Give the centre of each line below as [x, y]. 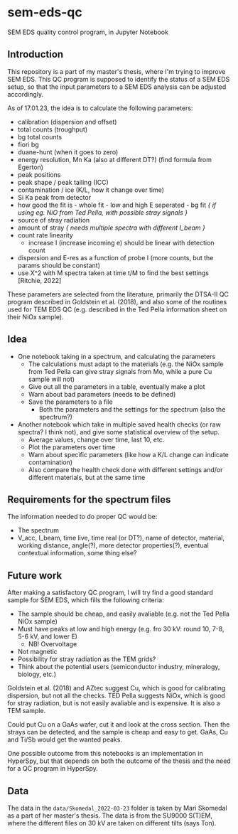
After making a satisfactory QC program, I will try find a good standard [110, 593]
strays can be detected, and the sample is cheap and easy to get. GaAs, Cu [118, 732]
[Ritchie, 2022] [39, 280]
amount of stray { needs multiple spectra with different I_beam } [112, 228]
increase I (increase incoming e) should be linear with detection [121, 242]
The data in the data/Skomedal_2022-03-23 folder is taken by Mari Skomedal [117, 808]
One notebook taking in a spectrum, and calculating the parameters [117, 356]
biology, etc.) [37, 674]
